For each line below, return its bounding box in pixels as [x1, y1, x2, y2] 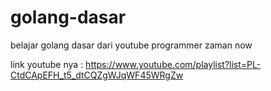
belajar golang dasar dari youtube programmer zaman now [10, 39, 253, 51]
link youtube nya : [10, 58, 84, 70]
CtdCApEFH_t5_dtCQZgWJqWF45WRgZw [10, 69, 184, 81]
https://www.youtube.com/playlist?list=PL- [85, 58, 262, 70]
